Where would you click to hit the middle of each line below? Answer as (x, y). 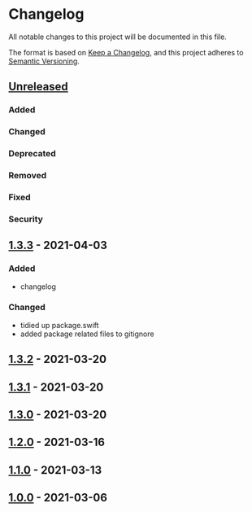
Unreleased (39, 87)
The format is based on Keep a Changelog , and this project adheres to (126, 52)
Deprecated (33, 154)
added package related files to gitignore (87, 334)
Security (26, 219)
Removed (28, 176)
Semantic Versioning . (44, 61)
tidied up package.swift (59, 325)
